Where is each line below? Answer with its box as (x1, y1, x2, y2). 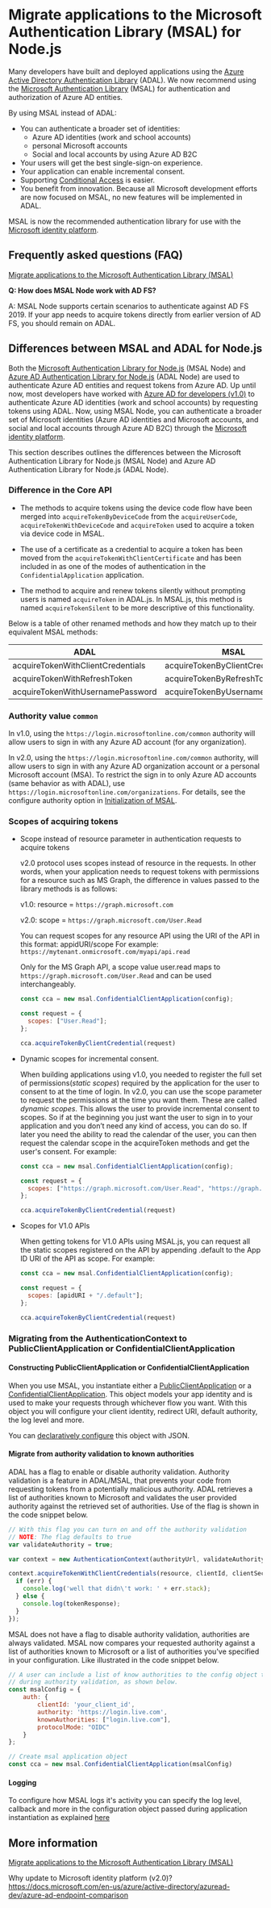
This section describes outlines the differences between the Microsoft (8, 447, 242, 457)
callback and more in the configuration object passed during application (8, 1804, 248, 1814)
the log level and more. (8, 1415, 85, 1425)
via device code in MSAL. (19, 529, 105, 538)
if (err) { (15, 1577, 52, 1585)
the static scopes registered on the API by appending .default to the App (19, 1245, 261, 1255)
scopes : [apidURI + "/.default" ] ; (27, 1291, 144, 1299)
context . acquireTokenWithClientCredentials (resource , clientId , (8, 1570, 229, 1578)
